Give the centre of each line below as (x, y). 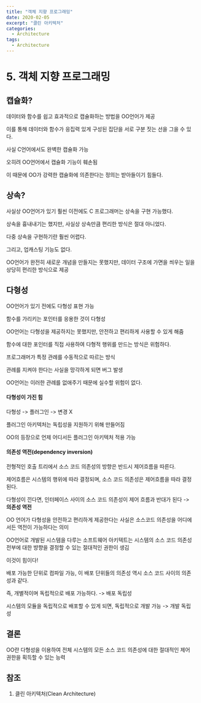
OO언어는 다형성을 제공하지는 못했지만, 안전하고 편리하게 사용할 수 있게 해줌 (95, 331)
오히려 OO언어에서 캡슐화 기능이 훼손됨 (52, 162)
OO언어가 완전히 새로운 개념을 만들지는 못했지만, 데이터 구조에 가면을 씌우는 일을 (100, 262)
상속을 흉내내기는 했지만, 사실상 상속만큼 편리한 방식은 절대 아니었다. (86, 224)
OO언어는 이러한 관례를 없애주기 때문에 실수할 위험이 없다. (74, 382)
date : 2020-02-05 (28, 17)
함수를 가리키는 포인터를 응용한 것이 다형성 (56, 319)
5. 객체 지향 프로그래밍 (58, 77)
